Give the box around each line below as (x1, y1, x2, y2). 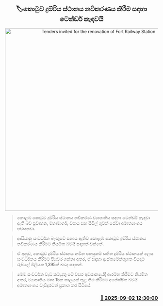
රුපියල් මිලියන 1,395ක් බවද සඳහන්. (16, 261, 83, 267)
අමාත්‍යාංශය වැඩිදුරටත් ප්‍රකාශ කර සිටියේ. (16, 282, 92, 288)
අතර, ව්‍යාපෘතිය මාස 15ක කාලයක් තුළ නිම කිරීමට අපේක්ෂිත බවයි (16, 276, 138, 282)
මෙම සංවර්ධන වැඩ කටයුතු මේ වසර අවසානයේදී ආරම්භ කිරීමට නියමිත (16, 271, 148, 277)
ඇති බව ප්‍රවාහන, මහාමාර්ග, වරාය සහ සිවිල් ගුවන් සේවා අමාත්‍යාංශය (16, 220, 143, 226)
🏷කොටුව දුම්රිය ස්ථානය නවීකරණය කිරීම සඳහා (16, 5, 147, 13)
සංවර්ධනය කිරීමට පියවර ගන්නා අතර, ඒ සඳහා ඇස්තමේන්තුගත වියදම (16, 256, 145, 262)
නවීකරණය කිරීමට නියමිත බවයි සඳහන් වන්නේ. (16, 241, 104, 247)
